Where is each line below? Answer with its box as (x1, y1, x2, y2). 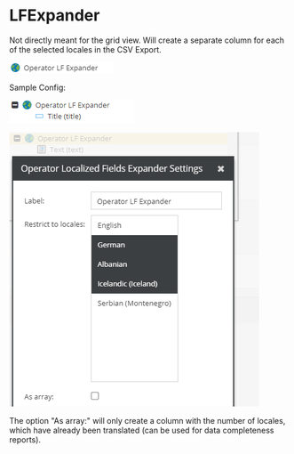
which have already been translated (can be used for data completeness (9, 425, 274, 435)
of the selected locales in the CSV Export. (9, 44, 162, 54)
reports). (9, 434, 42, 445)
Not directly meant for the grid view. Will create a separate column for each (9, 35, 285, 45)
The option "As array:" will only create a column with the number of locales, (9, 415, 286, 426)
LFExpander (9, 5, 100, 26)
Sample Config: (9, 82, 67, 93)
